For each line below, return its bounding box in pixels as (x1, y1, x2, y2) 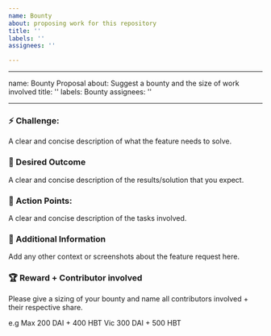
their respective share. (8, 302, 83, 312)
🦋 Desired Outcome (8, 156, 86, 168)
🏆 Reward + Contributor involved (8, 272, 143, 284)
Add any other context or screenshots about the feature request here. (8, 251, 240, 262)
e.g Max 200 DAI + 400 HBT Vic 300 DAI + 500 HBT (8, 317, 181, 327)
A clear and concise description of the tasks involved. (8, 214, 187, 223)
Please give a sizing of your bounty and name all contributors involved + (8, 293, 248, 303)
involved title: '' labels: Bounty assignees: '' (8, 87, 152, 97)
